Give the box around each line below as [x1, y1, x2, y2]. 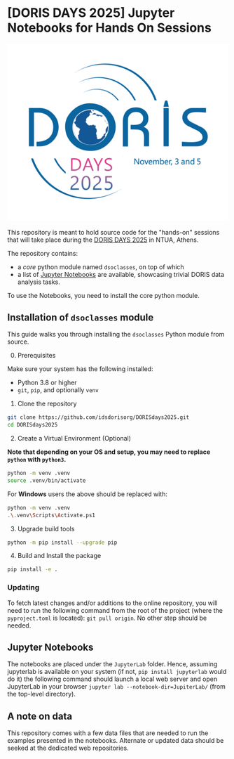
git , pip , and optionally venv [17, 386, 99, 394]
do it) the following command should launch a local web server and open [7, 675, 218, 683]
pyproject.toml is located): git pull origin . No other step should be [7, 614, 207, 622]
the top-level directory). [7, 690, 76, 699]
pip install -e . [7, 566, 58, 573]
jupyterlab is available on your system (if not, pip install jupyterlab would [7, 668, 227, 676]
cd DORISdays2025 [7, 422, 58, 429]
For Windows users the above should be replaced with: [7, 490, 168, 498]
